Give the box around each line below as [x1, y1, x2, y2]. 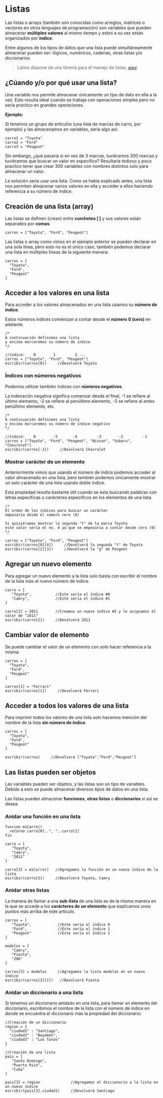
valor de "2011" [5, 613, 38, 618]
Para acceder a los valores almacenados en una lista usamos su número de [5, 302, 158, 307]
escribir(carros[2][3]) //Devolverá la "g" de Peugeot [5, 547, 128, 551]
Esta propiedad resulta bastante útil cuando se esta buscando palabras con [5, 489, 157, 495]
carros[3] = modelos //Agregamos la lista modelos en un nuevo [5, 969, 145, 974]
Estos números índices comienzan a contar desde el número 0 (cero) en [5, 316, 151, 322]
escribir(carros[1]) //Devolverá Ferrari [5, 688, 99, 693]
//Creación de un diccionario [5, 1020, 67, 1025]
